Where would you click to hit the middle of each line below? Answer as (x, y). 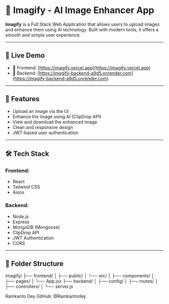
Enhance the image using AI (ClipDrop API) (57, 116)
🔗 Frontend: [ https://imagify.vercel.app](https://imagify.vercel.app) (81, 68)
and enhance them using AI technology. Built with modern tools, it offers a (82, 29)
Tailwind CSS (26, 187)
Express (21, 222)
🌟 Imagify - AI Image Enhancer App (80, 10)
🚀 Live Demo (25, 56)
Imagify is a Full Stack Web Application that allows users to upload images (82, 24)
